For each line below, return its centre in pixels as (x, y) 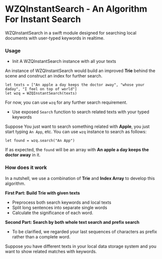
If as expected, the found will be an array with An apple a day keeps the (77, 150)
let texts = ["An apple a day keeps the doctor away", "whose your (75, 85)
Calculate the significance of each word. (53, 213)
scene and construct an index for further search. (54, 76)
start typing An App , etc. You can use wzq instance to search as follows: (76, 132)
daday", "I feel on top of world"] (41, 89)
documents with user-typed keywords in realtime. (55, 38)
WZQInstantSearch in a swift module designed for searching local (71, 33)
